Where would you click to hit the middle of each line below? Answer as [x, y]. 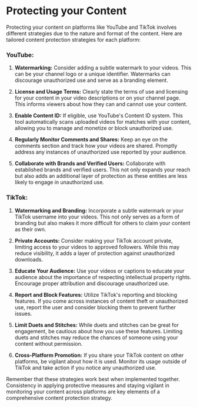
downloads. [29, 259]
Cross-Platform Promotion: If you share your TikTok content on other [99, 355]
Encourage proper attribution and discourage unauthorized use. [92, 283]
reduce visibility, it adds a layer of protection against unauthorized [95, 253]
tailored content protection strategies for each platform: [74, 39]
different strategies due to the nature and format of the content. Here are [94, 33]
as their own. [30, 229]
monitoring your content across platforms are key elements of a [83, 391]
